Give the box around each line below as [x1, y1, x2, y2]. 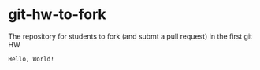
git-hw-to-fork [8, 6, 106, 24]
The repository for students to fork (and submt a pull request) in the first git [8, 31, 253, 41]
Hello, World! [8, 55, 55, 63]
